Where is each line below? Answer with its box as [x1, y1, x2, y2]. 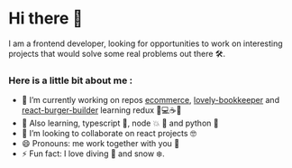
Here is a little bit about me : [8, 74, 132, 87]
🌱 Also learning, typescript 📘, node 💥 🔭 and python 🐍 [21, 117, 219, 129]
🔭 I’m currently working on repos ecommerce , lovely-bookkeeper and [21, 95, 280, 106]
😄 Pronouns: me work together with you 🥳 [21, 138, 180, 149]
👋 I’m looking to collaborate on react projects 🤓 [21, 128, 197, 139]
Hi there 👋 [8, 8, 83, 29]
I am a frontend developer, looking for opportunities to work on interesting [8, 38, 283, 49]
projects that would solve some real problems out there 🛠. [8, 48, 226, 59]
